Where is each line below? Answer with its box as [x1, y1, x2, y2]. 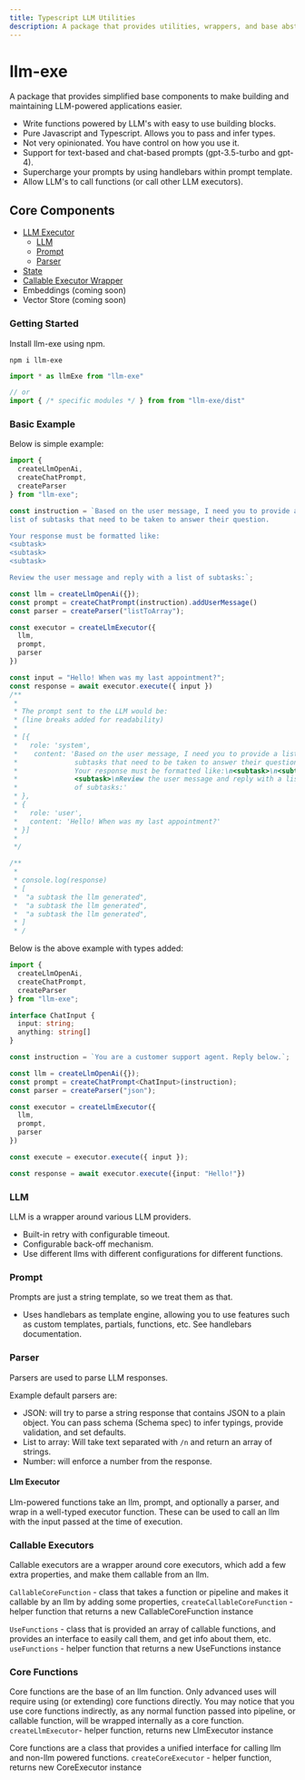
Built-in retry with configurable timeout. [22, 1229, 171, 1240]
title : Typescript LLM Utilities [9, 13, 136, 23]
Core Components [9, 202, 115, 218]
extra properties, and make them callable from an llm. [9, 1569, 210, 1580]
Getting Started [9, 318, 79, 330]
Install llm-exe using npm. [9, 338, 106, 349]
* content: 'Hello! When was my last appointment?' [13, 816, 221, 826]
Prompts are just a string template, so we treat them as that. [9, 1291, 233, 1302]
